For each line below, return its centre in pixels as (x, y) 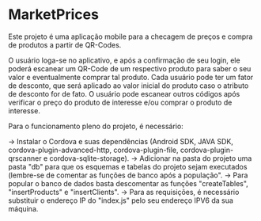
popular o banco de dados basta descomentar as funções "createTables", (129, 183)
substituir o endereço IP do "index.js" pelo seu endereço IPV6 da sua (121, 200)
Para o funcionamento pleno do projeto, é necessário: (96, 126)
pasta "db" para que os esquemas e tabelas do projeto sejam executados (128, 166)
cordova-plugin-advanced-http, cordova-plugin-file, (94, 150)
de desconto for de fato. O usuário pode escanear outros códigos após (124, 93)
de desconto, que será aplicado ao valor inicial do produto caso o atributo (129, 86)
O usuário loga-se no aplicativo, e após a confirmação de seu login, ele (124, 60)
